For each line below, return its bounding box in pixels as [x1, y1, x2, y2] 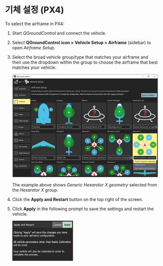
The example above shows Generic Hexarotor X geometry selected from [12, 182, 157, 187]
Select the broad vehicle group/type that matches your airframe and [12, 54, 148, 60]
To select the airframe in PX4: [5, 20, 65, 27]
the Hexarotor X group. [12, 187, 58, 193]
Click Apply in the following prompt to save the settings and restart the [12, 206, 154, 212]
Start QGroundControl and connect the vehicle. [12, 30, 107, 36]
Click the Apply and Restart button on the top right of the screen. [12, 196, 143, 202]
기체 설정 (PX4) [5, 4, 65, 16]
